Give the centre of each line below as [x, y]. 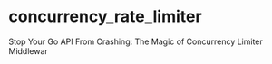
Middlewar [29, 50]
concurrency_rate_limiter [105, 17]
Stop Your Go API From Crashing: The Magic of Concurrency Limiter [136, 41]
